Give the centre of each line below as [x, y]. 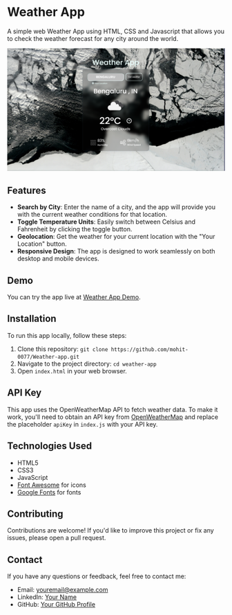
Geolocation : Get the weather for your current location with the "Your [116, 237]
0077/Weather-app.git [48, 357]
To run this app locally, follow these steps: [67, 335]
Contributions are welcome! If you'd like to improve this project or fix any [110, 531]
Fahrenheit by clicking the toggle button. [75, 229]
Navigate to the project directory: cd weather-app [87, 364]
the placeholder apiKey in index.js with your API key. [83, 424]
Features [27, 190]
